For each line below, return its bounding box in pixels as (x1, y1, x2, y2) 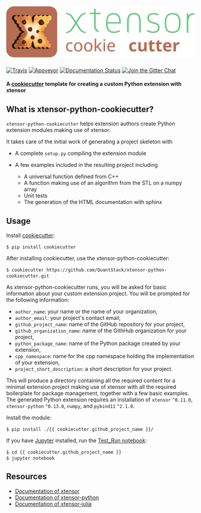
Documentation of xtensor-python (14, 494, 99, 501)
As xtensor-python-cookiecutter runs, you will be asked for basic (6, 284, 167, 290)
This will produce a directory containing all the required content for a (6, 377, 175, 384)
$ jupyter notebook (6, 455, 55, 461)
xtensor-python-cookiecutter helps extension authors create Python (6, 120, 175, 127)
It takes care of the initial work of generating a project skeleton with (6, 138, 173, 145)
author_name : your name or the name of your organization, (14, 308, 158, 315)
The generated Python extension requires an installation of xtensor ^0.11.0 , (6, 396, 193, 403)
